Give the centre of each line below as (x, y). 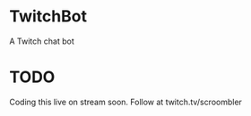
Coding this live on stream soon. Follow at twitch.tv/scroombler (125, 102)
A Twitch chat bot (42, 41)
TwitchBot (48, 17)
